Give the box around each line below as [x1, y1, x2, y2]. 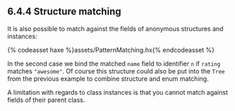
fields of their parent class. [7, 95, 85, 104]
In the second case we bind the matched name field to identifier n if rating [7, 59, 221, 68]
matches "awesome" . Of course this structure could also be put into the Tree [7, 66, 225, 75]
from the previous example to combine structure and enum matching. [7, 74, 210, 83]
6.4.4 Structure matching [7, 6, 121, 18]
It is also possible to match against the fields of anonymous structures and [7, 24, 224, 33]
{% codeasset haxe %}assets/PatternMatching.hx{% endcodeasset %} [7, 45, 215, 54]
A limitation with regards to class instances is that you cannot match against [7, 88, 228, 96]
